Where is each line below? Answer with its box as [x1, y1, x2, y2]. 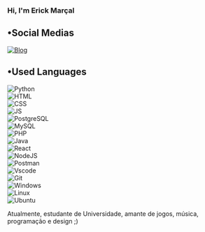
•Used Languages [7, 66, 87, 78]
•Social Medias [7, 27, 75, 39]
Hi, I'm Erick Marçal [7, 6, 75, 15]
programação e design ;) [7, 217, 78, 225]
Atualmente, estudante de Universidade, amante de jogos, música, [7, 209, 199, 218]
